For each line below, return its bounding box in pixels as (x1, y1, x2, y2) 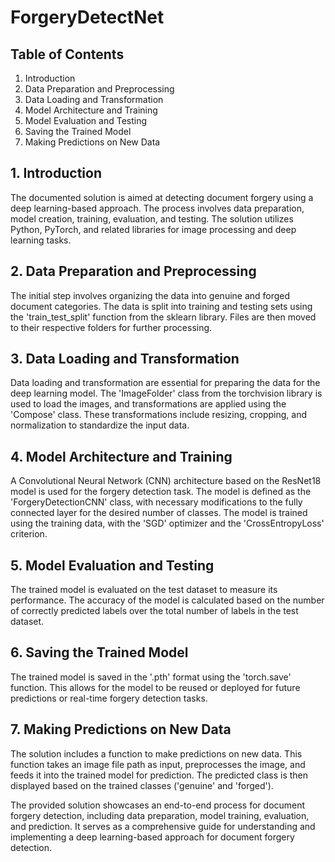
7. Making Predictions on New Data (10, 721, 232, 738)
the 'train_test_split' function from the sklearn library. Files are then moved (10, 311, 317, 323)
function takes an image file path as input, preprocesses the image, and (10, 758, 306, 770)
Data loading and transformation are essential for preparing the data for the (10, 377, 321, 389)
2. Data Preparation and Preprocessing (10, 263, 257, 280)
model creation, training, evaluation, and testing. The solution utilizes (10, 212, 294, 225)
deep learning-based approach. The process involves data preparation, (10, 202, 305, 214)
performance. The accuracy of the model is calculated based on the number (10, 594, 325, 606)
